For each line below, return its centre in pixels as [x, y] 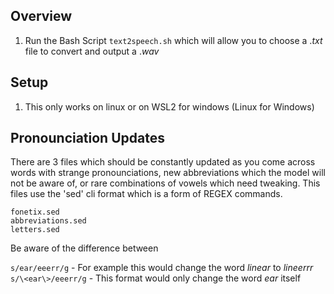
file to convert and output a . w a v [92, 51]
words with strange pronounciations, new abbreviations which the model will [168, 173]
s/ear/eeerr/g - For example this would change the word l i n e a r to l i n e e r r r [162, 268]
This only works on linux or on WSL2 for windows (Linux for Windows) [169, 106]
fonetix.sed [35, 212]
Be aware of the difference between [84, 248]
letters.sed [35, 230]
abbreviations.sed [48, 221]
